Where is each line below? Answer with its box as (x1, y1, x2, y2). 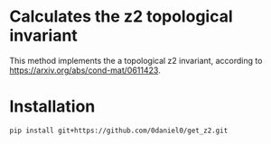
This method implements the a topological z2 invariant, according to (9, 55, 263, 66)
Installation (9, 96, 96, 117)
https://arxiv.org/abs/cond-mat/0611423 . (9, 65, 161, 76)
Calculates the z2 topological (9, 6, 233, 27)
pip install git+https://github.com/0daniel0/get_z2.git (9, 126, 229, 135)
